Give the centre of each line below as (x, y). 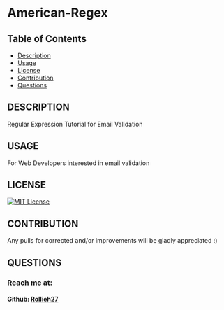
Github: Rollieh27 (33, 300)
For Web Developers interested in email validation (79, 163)
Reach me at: (30, 283)
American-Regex (58, 13)
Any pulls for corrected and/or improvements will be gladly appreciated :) (112, 241)
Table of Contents (47, 39)
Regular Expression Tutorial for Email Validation (75, 124)
